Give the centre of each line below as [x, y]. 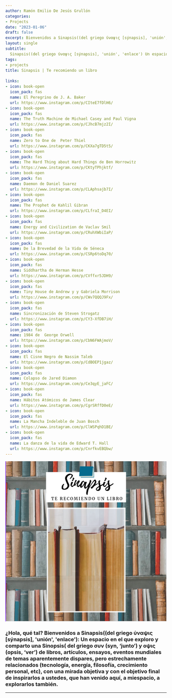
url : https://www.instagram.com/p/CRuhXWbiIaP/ [62, 232]
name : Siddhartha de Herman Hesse [47, 270]
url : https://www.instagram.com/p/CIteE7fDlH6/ [62, 102]
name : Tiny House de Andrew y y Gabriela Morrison [65, 292]
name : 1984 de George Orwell [42, 335]
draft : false [19, 33]
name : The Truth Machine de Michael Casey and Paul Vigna [73, 119]
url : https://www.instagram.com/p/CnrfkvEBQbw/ [62, 448]
